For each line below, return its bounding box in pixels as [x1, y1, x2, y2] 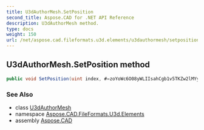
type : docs [6, 26, 34, 32]
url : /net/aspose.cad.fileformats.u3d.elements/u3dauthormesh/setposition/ [6, 37, 202, 43]
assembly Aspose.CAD [15, 117, 73, 124]
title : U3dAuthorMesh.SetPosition [6, 9, 94, 15]
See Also [6, 90, 33, 98]
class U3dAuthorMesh [15, 104, 72, 111]
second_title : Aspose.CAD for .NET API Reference [6, 15, 135, 21]
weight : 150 [6, 32, 36, 38]
